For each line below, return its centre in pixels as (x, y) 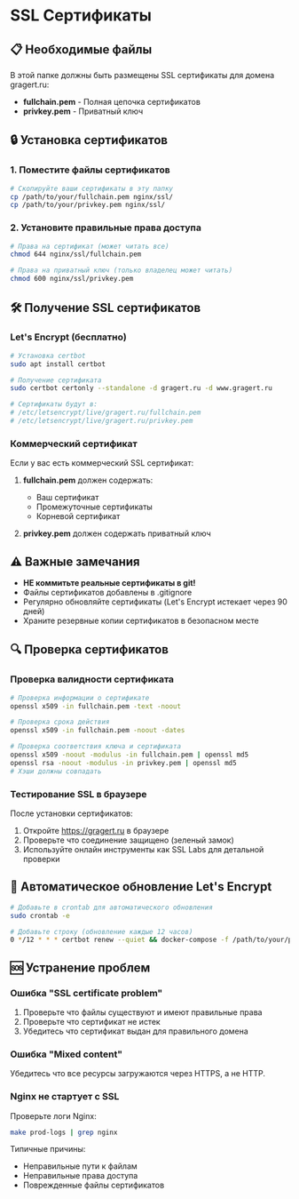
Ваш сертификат (67, 498)
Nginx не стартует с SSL (65, 1097)
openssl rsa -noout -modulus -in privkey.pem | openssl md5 (124, 763)
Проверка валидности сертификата (92, 679)
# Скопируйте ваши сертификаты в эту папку (92, 188)
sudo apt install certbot (58, 364)
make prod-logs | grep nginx (64, 1132)
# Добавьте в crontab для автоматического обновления (112, 907)
